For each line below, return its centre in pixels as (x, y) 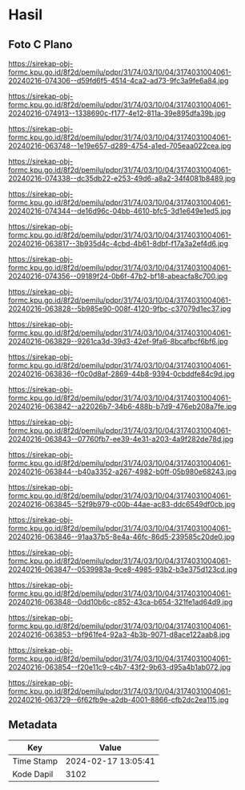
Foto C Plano (40, 45)
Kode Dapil (33, 774)
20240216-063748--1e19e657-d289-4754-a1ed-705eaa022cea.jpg (120, 146)
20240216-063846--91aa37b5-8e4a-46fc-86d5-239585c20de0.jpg (121, 537)
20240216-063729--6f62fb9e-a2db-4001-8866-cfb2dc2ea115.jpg (119, 700)
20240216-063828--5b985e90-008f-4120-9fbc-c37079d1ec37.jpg (120, 309)
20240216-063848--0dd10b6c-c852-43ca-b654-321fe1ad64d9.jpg (121, 602)
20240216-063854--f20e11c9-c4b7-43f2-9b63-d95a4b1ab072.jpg (119, 667)
